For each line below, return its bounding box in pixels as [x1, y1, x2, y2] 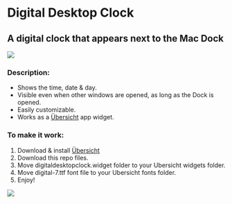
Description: [7, 67, 50, 77]
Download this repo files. [17, 153, 89, 162]
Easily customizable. [17, 105, 76, 114]
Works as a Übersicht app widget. [17, 113, 114, 121]
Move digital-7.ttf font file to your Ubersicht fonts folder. [17, 168, 177, 176]
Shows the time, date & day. [17, 83, 97, 92]
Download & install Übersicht [17, 146, 100, 154]
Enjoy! [17, 176, 35, 184]
